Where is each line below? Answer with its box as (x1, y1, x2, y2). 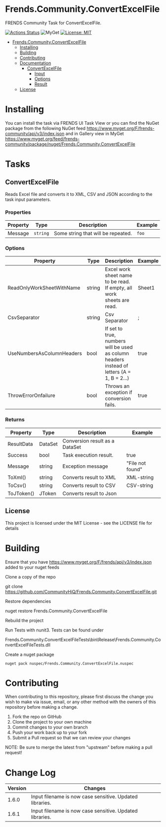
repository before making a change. (5, 704, 78, 710)
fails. (105, 401, 116, 408)
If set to (105, 325, 123, 332)
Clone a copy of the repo (5, 574, 56, 580)
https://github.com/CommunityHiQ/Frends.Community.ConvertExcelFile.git (5, 588, 157, 594)
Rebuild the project (5, 617, 44, 623)
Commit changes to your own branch (12, 724, 88, 730)
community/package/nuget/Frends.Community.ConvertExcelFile (5, 141, 135, 147)
